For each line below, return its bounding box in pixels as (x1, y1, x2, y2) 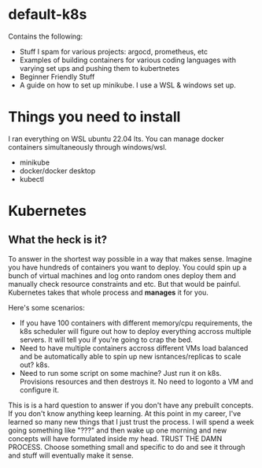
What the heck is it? (8, 233, 108, 247)
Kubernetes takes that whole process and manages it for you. (8, 288, 208, 297)
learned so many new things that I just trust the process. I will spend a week (8, 417, 254, 426)
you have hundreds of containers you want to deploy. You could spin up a (8, 262, 247, 272)
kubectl (19, 174, 45, 184)
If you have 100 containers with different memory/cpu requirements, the (19, 318, 253, 328)
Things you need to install (8, 108, 181, 126)
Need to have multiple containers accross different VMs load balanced (19, 343, 249, 352)
